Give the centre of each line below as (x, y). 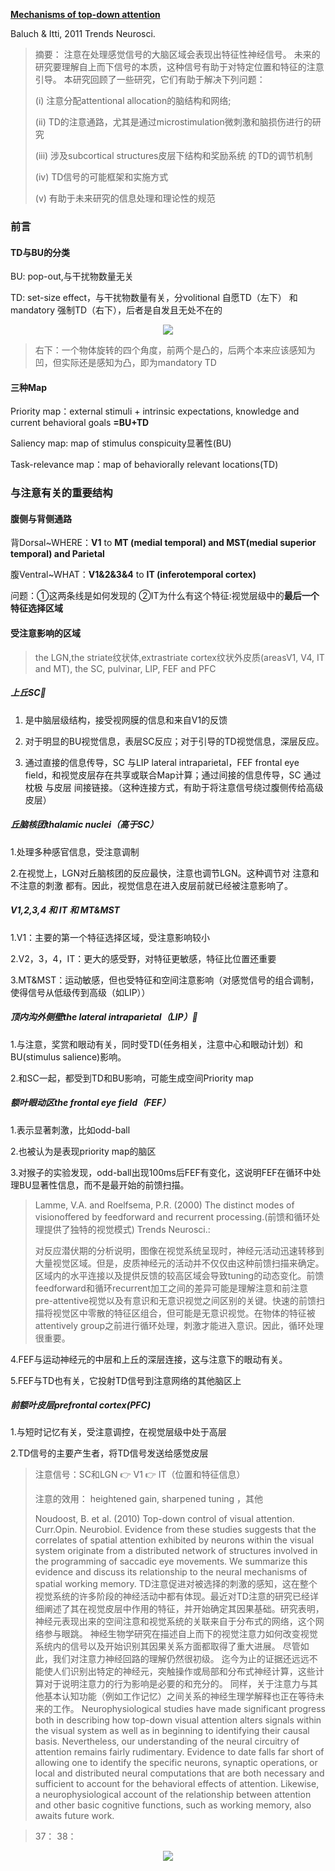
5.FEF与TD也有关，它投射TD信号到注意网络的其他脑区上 (126, 1380)
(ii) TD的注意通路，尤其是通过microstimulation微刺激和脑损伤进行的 (173, 122)
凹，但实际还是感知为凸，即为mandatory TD (125, 363)
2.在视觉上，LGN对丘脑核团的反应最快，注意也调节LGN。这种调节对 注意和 (165, 873)
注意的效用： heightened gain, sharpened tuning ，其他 (149, 1499)
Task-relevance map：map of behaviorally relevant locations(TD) (144, 465)
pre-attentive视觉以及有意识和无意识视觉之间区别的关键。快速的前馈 (175, 1300)
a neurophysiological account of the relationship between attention (173, 1795)
